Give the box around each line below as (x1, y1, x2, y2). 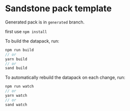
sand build (5, 66, 27, 71)
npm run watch (5, 84, 34, 89)
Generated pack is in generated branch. (5, 19, 85, 25)
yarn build (5, 57, 27, 62)
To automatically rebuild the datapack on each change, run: (5, 74, 126, 81)
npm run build (5, 47, 34, 52)
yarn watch (5, 93, 27, 98)
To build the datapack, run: (5, 38, 60, 44)
